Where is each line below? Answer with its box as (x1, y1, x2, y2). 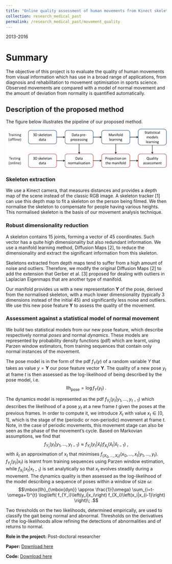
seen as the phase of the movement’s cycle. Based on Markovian (6, 427, 142, 434)
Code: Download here (6, 553, 53, 559)
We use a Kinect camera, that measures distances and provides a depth (6, 187, 157, 194)
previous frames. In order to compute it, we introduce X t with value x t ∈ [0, (6, 410, 164, 417)
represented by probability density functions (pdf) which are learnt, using (6, 337, 160, 344)
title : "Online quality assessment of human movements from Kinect (6, 8, 153, 13)
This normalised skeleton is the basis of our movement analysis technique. (6, 209, 163, 215)
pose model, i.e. (6, 377, 40, 383)
